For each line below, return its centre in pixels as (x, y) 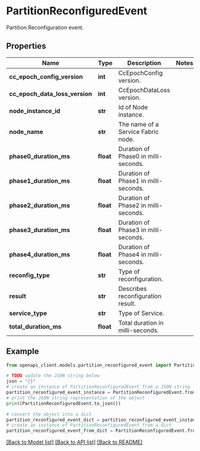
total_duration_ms (35, 327)
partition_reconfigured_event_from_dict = (60, 431)
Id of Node (133, 107)
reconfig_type (29, 275)
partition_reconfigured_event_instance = (58, 393)
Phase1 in (132, 181)
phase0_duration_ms (40, 156)
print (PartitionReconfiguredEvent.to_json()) (63, 403)
